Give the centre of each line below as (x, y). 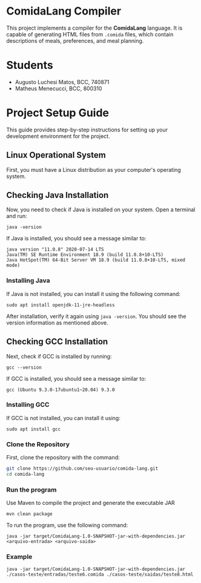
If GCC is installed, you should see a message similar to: (76, 378)
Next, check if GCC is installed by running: (59, 356)
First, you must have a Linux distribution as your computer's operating (94, 170)
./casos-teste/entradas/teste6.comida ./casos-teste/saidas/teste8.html (100, 575)
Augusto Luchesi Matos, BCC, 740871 (62, 82)
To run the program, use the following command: (67, 525)
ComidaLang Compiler (64, 11)
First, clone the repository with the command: (63, 458)
